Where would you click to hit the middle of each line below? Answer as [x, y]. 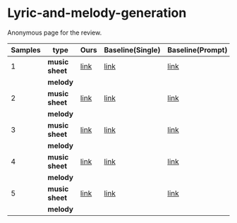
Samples [26, 49]
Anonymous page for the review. [55, 32]
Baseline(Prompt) [197, 49]
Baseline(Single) [132, 49]
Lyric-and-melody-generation [97, 13]
